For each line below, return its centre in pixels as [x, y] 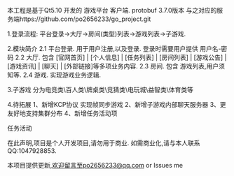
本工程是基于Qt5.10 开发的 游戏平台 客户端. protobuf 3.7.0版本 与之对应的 [112, 10]
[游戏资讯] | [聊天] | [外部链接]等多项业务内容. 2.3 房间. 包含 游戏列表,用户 [113, 66]
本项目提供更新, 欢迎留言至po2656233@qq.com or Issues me [95, 165]
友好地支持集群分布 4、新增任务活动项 [62, 113]
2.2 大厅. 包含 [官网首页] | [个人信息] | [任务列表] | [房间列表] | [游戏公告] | [121, 57]
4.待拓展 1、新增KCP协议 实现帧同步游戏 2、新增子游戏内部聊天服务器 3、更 [117, 104]
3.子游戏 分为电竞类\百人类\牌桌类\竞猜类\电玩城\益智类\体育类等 [101, 90]
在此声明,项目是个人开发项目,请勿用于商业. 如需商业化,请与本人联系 [104, 143]
